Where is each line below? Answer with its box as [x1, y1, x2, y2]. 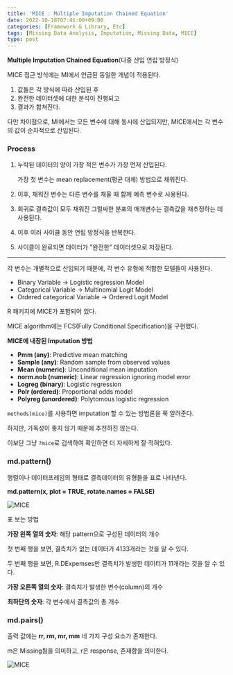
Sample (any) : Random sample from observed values [17, 358, 171, 367]
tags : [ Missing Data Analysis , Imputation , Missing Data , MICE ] [7, 29, 197, 37]
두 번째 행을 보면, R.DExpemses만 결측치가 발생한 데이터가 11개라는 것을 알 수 [7, 559, 218, 567]
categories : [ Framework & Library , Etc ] [7, 23, 126, 30]
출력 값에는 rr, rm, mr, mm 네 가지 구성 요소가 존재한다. [7, 632, 157, 640]
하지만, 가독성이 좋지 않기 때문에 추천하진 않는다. [7, 424, 139, 433]
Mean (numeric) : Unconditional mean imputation [17, 365, 157, 374]
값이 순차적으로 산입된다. [14, 126, 82, 135]
